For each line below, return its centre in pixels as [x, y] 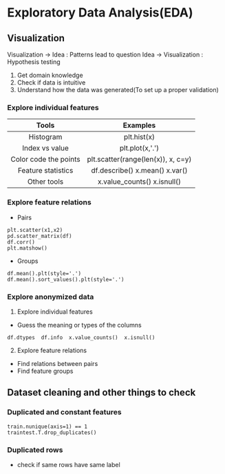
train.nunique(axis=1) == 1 [47, 427]
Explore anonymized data [51, 297]
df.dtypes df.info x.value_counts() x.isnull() [81, 337]
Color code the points [45, 160]
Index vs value [45, 148]
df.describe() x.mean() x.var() [139, 171]
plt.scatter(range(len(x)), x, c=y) [139, 160]
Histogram [45, 137]
